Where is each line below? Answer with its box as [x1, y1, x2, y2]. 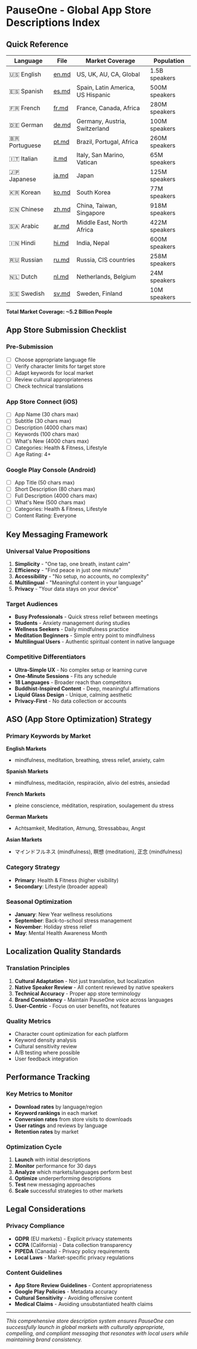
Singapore [76, 209, 106, 217]
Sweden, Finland [76, 290, 123, 297]
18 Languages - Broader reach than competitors [14, 679, 132, 686]
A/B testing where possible [14, 1049, 80, 1056]
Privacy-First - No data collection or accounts [14, 697, 127, 704]
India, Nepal [76, 239, 110, 247]
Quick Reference [6, 39, 69, 49]
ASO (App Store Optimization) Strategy [6, 714, 152, 724]
